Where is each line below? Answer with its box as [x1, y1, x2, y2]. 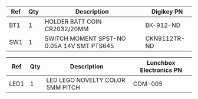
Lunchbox [146, 59, 176, 67]
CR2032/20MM [44, 25, 89, 33]
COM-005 [133, 80, 163, 88]
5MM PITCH [46, 84, 81, 91]
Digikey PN [151, 8, 183, 15]
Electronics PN [140, 66, 183, 74]
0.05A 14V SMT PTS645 [44, 42, 114, 49]
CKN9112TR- [145, 35, 185, 42]
